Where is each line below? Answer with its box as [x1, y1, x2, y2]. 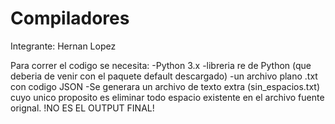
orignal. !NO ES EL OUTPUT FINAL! [10, 102, 155, 114]
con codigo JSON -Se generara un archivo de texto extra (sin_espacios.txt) [10, 80, 321, 92]
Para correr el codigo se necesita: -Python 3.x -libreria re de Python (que [10, 59, 312, 71]
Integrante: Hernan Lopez [10, 40, 117, 52]
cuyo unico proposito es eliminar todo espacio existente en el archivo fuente [10, 91, 325, 103]
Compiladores [10, 7, 130, 30]
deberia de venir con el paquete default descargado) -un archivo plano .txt [10, 70, 318, 82]
